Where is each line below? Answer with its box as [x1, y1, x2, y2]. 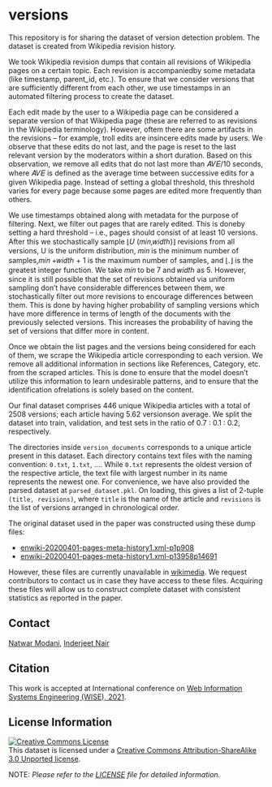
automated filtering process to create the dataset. [8, 91, 175, 101]
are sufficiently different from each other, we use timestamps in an [8, 83, 231, 93]
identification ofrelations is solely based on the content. [8, 384, 195, 395]
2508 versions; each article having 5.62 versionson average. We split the [8, 409, 253, 419]
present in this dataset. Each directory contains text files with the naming [8, 451, 253, 461]
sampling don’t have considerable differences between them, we [8, 283, 226, 292]
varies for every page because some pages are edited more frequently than [8, 185, 262, 196]
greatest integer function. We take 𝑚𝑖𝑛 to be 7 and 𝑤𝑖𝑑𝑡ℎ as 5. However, [8, 265, 246, 275]
